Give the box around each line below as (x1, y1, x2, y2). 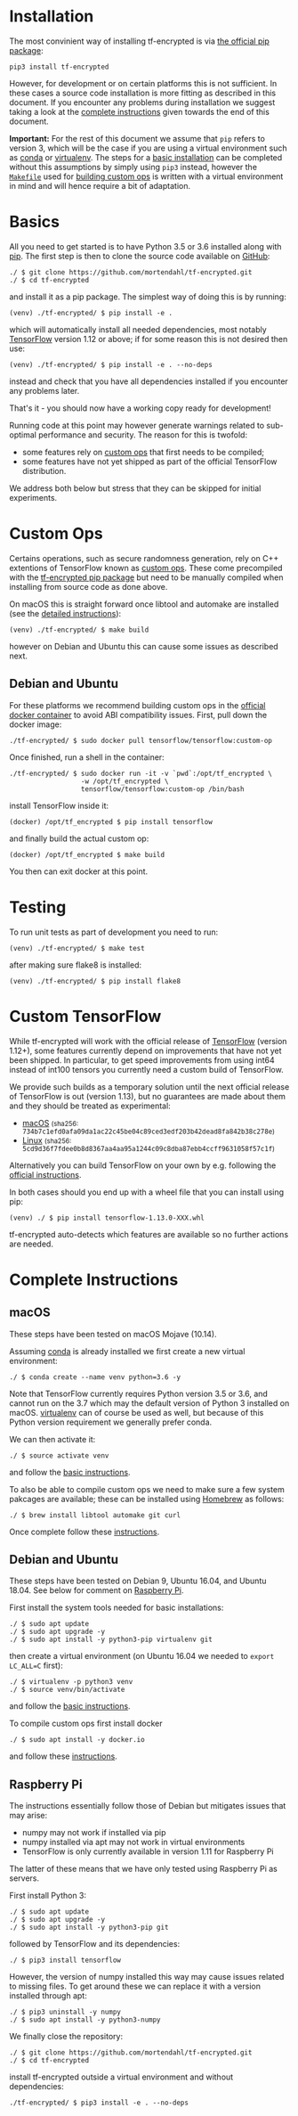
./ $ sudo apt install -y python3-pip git (9, 1923, 169, 1932)
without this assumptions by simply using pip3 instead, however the (9, 161, 258, 172)
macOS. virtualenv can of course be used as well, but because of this (9, 1407, 264, 1417)
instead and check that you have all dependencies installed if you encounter (9, 376, 289, 387)
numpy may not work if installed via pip (21, 1827, 166, 1838)
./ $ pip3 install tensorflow (9, 1956, 122, 1965)
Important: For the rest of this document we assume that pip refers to (9, 133, 265, 143)
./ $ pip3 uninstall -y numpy (9, 2007, 122, 2017)
